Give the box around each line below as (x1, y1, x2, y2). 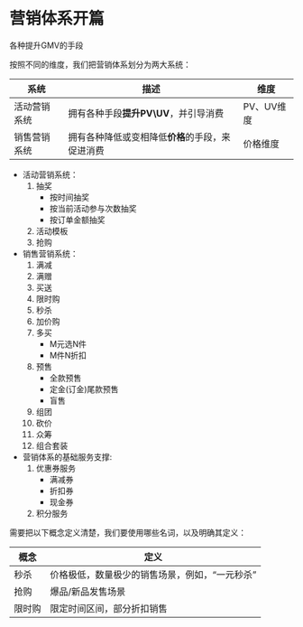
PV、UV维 (243, 100, 287, 113)
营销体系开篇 (9, 8, 106, 29)
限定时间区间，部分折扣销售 (50, 602, 169, 614)
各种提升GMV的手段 (9, 40, 84, 51)
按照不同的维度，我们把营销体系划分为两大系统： (9, 59, 191, 70)
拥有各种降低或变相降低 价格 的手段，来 (67, 130, 231, 143)
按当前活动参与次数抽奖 (49, 202, 137, 213)
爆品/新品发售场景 (50, 585, 126, 597)
